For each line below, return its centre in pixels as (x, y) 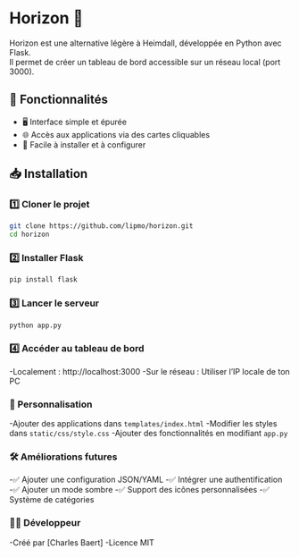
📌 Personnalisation (51, 404)
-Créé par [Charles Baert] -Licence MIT (82, 542)
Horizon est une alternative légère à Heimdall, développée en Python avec (146, 43)
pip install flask (43, 280)
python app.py (36, 325)
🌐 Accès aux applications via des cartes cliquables (116, 134)
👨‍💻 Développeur (45, 523)
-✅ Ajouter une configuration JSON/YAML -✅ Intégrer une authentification (146, 480)
